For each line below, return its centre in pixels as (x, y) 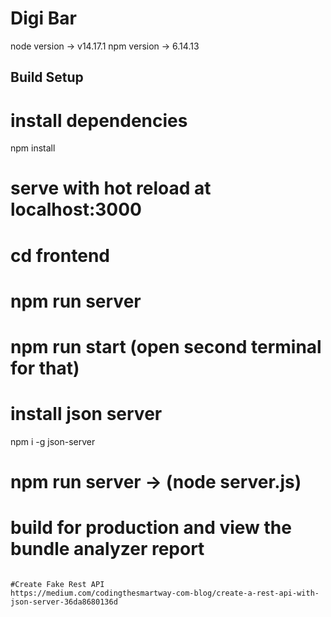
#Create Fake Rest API (57, 585)
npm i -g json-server (53, 441)
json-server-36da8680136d (64, 602)
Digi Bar (43, 18)
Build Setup (47, 77)
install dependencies (99, 120)
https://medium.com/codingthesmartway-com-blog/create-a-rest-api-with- (165, 593)
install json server (86, 414)
